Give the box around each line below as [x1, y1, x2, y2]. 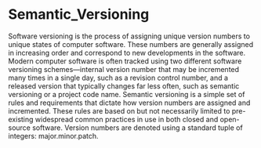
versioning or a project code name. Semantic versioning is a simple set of [8, 89, 245, 99]
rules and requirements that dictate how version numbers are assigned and [8, 98, 251, 107]
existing [8, 114, 34, 124]
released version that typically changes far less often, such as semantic [8, 81, 240, 91]
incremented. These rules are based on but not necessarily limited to [8, 106, 230, 115]
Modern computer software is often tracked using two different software [8, 56, 242, 66]
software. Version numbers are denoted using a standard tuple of [32, 123, 243, 132]
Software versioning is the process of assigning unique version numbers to [8, 31, 251, 41]
